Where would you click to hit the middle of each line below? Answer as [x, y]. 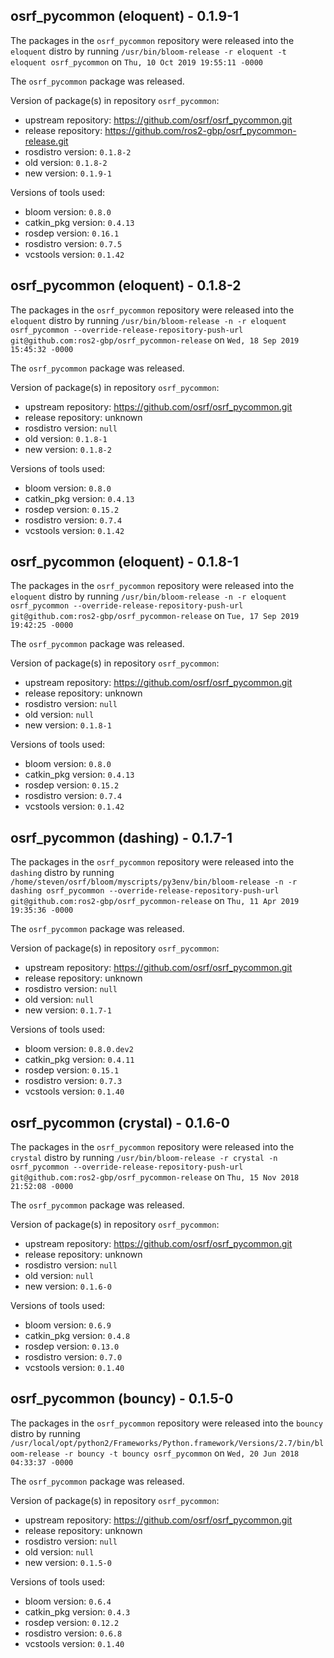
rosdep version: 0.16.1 [72, 233]
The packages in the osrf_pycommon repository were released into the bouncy [166, 1423]
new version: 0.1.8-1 [68, 725]
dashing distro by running [62, 873]
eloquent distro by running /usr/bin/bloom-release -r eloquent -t [148, 51]
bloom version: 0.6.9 [68, 1325]
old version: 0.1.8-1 [66, 438]
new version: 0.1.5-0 [68, 1562]
